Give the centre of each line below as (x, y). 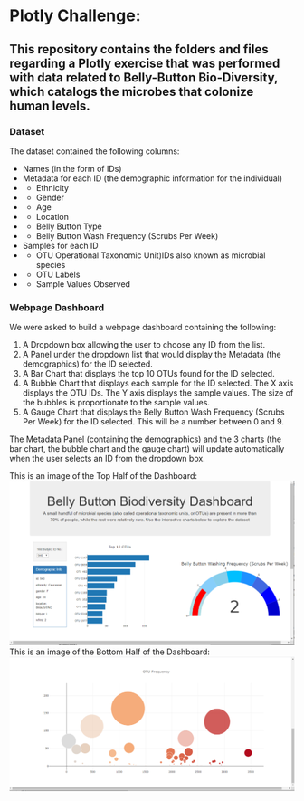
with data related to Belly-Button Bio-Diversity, (144, 77)
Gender (50, 197)
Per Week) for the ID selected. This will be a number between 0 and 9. (153, 422)
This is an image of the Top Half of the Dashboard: (103, 476)
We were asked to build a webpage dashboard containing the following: (143, 328)
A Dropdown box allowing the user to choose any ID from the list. (143, 345)
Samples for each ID (60, 245)
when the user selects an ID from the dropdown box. (107, 459)
